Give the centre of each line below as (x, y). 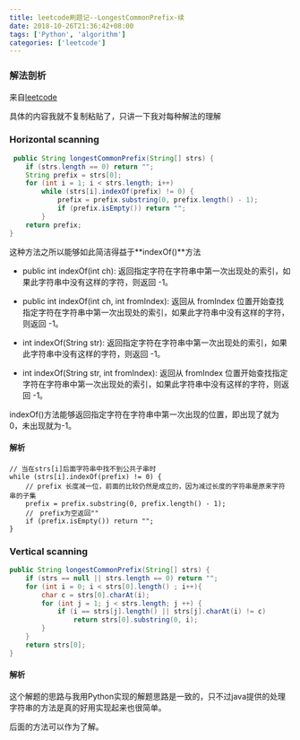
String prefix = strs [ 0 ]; (74, 175)
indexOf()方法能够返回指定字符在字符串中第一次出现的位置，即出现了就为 (144, 414)
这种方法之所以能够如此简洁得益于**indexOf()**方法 (105, 251)
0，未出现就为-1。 (43, 425)
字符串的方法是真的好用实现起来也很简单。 (88, 707)
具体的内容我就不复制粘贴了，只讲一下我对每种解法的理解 (115, 116)
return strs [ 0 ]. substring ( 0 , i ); (136, 620)
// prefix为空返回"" (62, 513)
